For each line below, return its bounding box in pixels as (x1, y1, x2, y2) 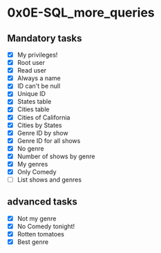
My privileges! (17, 50, 58, 59)
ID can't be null (17, 82, 61, 91)
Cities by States (17, 121, 62, 129)
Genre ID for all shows (17, 136, 81, 144)
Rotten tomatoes (17, 230, 64, 238)
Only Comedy (17, 167, 57, 176)
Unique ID (17, 90, 46, 98)
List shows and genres (17, 176, 82, 184)
